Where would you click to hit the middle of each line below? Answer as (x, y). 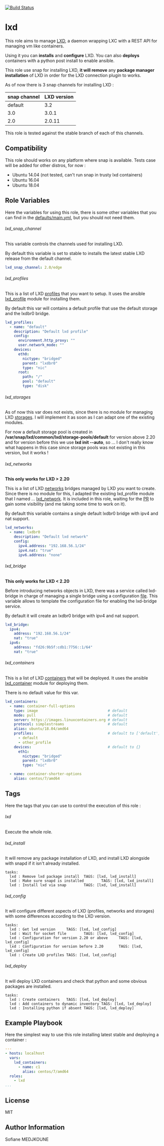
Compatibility (26, 148)
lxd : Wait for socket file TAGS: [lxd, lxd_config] (72, 934)
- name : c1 (29, 1067)
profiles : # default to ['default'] (87, 733)
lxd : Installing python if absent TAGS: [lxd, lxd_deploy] (72, 1008)
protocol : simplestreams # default (71, 724)
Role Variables (27, 201)
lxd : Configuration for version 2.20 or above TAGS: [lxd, (76, 938)
